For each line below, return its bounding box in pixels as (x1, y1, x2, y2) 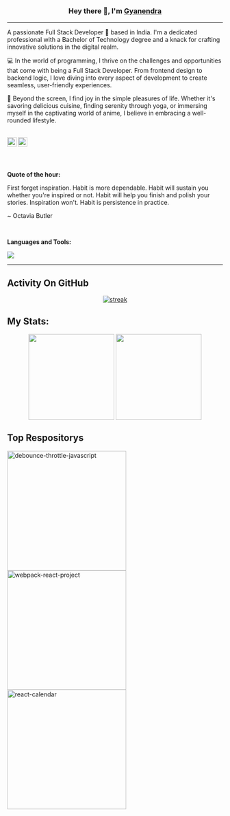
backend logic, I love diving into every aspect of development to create (7, 74, 207, 82)
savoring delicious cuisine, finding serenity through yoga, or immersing (7, 102, 207, 110)
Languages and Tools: (7, 238, 72, 246)
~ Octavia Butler (7, 212, 53, 220)
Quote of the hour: (7, 170, 61, 179)
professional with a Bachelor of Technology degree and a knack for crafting (7, 36, 220, 44)
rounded (7, 116, 31, 124)
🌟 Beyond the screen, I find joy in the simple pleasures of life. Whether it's (7, 94, 216, 102)
